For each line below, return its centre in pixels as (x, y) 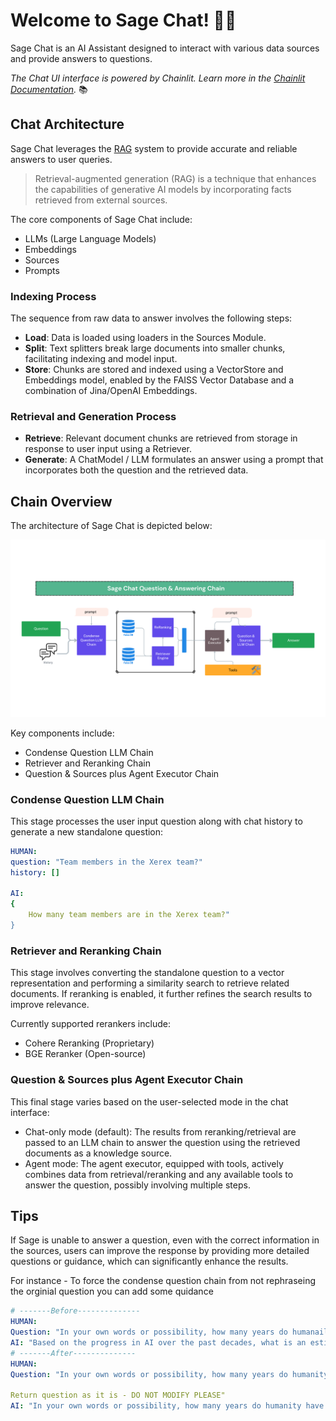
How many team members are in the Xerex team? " (129, 915)
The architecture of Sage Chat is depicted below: (111, 526)
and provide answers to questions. (81, 58)
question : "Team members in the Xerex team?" (106, 862)
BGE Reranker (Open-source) (85, 1054)
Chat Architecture (67, 124)
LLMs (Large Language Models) (90, 238)
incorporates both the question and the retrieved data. (136, 470)
